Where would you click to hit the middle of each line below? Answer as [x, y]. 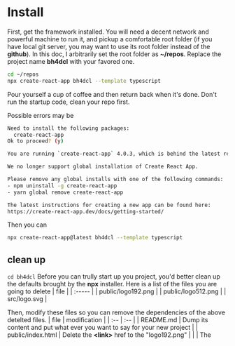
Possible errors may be [41, 115]
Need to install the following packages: [69, 128]
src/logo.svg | [27, 299]
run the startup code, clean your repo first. [69, 102]
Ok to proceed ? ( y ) [36, 141]
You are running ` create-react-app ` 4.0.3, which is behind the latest [114, 154]
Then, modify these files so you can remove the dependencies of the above [116, 312]
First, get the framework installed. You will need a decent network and [108, 32]
